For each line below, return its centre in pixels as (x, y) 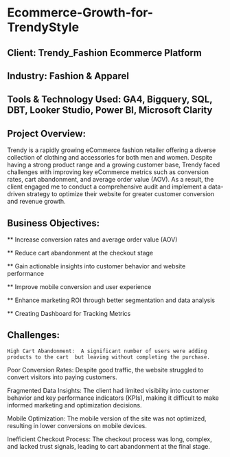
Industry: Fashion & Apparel (68, 76)
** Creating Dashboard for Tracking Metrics (69, 313)
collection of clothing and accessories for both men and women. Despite (110, 158)
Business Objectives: (54, 223)
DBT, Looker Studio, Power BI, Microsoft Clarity (110, 110)
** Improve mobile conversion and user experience (79, 286)
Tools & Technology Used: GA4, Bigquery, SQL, (110, 99)
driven (16, 194)
